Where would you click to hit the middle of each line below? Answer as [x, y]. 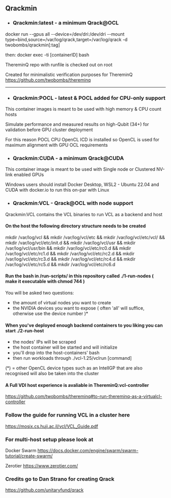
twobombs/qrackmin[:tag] [33, 45]
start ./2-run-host [25, 330]
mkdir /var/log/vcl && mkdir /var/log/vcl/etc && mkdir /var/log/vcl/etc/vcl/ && [85, 237]
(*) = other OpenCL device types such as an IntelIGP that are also [74, 368]
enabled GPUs [29, 175]
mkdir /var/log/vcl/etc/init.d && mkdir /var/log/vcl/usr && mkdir [70, 243]
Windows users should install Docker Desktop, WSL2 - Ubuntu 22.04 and [82, 185]
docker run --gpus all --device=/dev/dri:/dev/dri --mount [65, 34]
